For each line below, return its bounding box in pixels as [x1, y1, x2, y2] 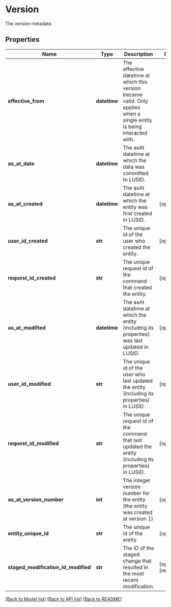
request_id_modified [8, 439, 60, 447]
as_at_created [8, 200, 43, 207]
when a [123, 110, 141, 117]
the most [123, 570, 144, 577]
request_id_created [8, 274, 56, 282]
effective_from [8, 97, 44, 104]
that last [123, 436, 142, 443]
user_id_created [8, 237, 48, 244]
